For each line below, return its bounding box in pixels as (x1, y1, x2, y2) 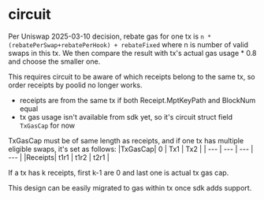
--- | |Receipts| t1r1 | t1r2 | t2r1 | (8, 152, 110, 162)
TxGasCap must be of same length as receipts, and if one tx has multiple (8, 135, 244, 145)
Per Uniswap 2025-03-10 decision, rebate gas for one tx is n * (8, 31, 211, 41)
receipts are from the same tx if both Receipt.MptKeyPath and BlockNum (19, 95, 256, 105)
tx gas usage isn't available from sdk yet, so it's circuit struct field (19, 112, 233, 121)
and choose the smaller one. (8, 57, 101, 66)
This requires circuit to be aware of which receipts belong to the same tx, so (8, 72, 255, 81)
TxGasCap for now (19, 120, 76, 130)
